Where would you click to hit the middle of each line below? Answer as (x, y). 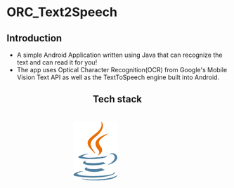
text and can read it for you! (57, 62)
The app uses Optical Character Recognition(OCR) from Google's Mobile (122, 70)
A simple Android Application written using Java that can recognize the (119, 55)
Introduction (34, 38)
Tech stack (117, 99)
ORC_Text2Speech (62, 12)
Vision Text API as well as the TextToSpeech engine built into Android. (118, 77)
